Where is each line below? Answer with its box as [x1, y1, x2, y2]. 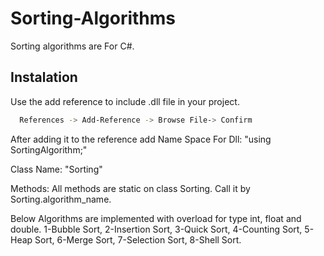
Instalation [10, 69, 78, 86]
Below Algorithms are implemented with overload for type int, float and [10, 212, 302, 224]
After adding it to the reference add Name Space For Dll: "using [10, 133, 272, 145]
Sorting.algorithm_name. [10, 193, 112, 205]
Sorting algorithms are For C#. [10, 40, 135, 52]
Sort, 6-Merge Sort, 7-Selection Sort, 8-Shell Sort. [34, 233, 242, 246]
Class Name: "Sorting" [10, 163, 103, 175]
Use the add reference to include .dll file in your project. [10, 95, 240, 107]
